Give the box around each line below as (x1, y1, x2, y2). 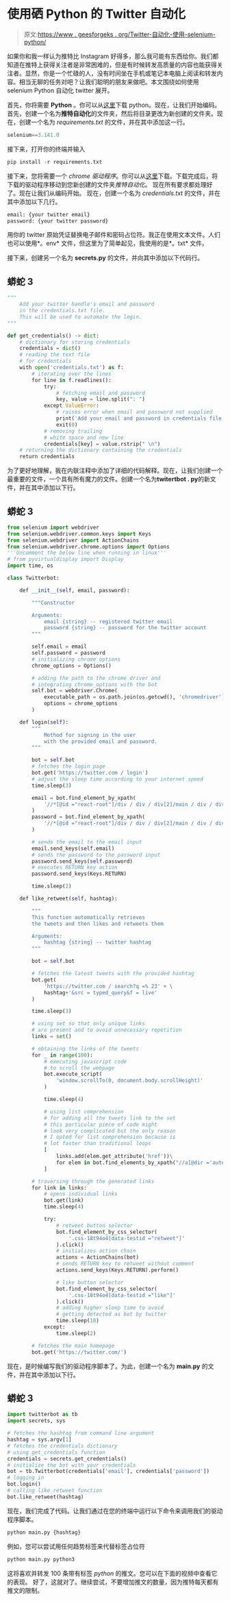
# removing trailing (43, 427, 103, 435)
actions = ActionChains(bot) (55, 1254, 139, 1261)
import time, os (7, 562, 53, 569)
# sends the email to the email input (31, 838, 142, 846)
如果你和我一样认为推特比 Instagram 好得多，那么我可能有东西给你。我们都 (7, 52, 219, 60)
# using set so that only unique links (31, 1020, 146, 1027)
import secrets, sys (7, 1417, 66, 1424)
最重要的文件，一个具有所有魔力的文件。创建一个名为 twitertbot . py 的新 (7, 475, 210, 483)
